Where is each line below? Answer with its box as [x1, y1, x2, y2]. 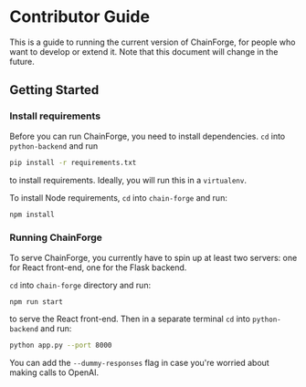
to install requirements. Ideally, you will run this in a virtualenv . [9, 174, 247, 185]
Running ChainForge [9, 231, 103, 244]
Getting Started [9, 82, 100, 98]
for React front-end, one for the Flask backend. [9, 262, 187, 273]
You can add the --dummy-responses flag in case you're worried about [9, 357, 269, 368]
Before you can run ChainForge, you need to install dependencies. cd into [9, 131, 286, 141]
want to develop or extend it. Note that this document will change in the [9, 46, 279, 57]
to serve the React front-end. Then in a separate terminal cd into [9, 313, 251, 324]
